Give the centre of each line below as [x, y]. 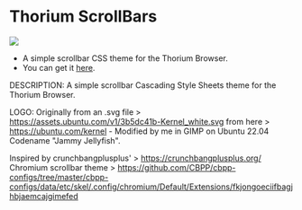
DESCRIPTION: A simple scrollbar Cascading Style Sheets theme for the [143, 85]
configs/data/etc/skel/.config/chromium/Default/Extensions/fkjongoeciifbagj [151, 187]
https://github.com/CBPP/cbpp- [177, 167]
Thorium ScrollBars [83, 17]
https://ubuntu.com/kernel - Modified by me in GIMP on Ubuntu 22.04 [139, 131]
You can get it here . [59, 67]
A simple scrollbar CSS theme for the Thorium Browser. [125, 58]
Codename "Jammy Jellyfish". [65, 140]
